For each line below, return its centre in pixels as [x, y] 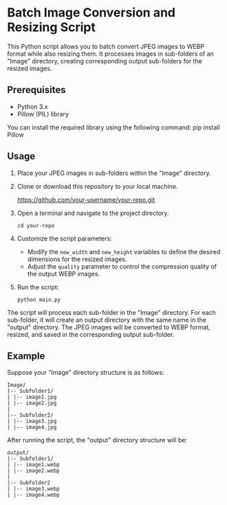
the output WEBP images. [64, 274]
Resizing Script [52, 27]
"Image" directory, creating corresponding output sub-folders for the [105, 61]
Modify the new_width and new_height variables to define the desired [124, 251]
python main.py [39, 300]
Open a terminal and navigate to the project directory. [93, 213]
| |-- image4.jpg [32, 427]
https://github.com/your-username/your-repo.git [86, 199]
